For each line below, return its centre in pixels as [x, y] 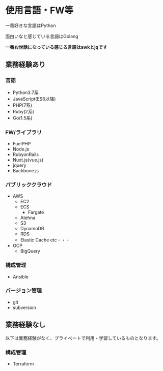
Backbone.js [26, 170]
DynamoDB [32, 229]
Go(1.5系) [22, 118]
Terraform [23, 363]
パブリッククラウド [29, 184]
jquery [19, 165]
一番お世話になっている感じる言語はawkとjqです [57, 47]
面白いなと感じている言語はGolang [42, 36]
